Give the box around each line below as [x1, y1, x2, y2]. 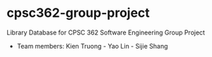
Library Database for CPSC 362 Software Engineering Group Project [6, 28, 206, 37]
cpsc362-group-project [6, 5, 150, 21]
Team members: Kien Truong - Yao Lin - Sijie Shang [16, 42, 168, 50]
